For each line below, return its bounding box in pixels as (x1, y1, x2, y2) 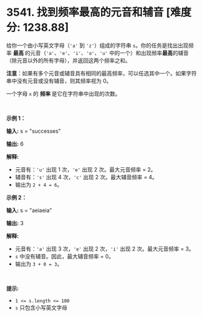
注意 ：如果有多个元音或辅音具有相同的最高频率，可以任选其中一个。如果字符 (6, 69, 197, 77)
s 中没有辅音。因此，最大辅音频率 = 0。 (14, 252, 114, 260)
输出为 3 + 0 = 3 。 (14, 260, 63, 267)
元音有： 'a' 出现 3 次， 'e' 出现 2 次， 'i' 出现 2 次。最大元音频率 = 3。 (14, 245, 195, 252)
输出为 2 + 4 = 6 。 (14, 181, 63, 188)
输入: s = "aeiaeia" (6, 207, 53, 214)
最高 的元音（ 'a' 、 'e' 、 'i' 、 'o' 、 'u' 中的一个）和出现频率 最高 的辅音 (13, 49, 189, 56)
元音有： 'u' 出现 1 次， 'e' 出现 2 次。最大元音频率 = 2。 (14, 165, 156, 173)
